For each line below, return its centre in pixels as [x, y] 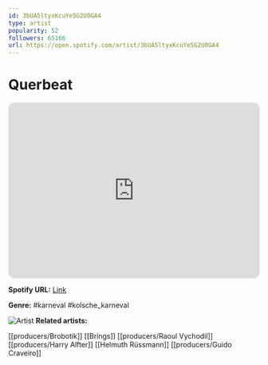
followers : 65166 [37, 38]
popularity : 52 [33, 30]
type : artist [30, 23]
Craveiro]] [25, 353]
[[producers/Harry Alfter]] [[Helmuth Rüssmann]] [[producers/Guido [120, 345]
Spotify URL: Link [37, 290]
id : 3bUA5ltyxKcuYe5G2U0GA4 [55, 16]
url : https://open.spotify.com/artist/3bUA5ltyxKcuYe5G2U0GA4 [114, 46]
